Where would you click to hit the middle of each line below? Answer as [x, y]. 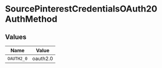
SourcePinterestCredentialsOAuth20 [81, 9]
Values [16, 37]
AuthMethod [31, 19]
